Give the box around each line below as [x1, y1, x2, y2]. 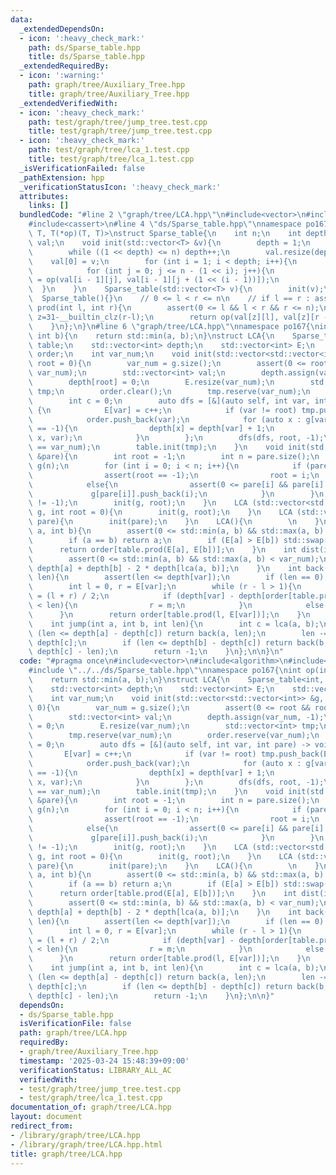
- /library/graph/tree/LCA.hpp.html [10, 1139, 163, 1150]
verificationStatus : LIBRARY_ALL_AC [19, 1065, 172, 1075]
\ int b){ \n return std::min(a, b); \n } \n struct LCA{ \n [28, 331, 275, 341]
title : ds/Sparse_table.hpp [28, 52, 145, 62]
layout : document [10, 1112, 83, 1122]
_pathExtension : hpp [19, 172, 105, 183]
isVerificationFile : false [19, 1019, 132, 1029]
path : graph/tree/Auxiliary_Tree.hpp [28, 80, 186, 90]
